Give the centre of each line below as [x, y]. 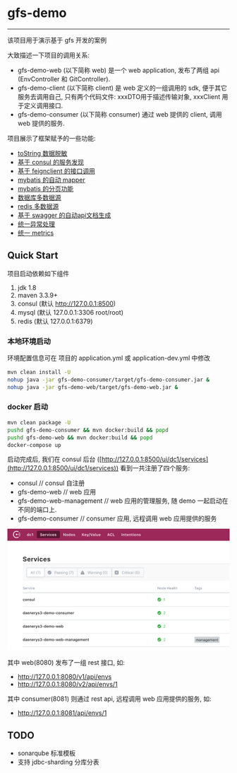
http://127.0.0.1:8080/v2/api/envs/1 [67, 685]
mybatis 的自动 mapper [51, 180]
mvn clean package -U [39, 422]
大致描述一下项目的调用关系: [49, 55]
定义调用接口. [43, 105]
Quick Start [33, 256]
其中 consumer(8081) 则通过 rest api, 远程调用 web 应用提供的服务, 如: [109, 699]
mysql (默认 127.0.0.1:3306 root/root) [71, 312]
